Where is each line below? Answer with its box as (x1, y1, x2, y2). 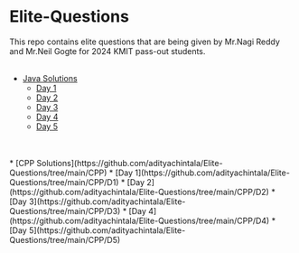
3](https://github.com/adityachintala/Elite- (28, 196, 186, 207)
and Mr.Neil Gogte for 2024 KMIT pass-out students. (9, 45, 206, 56)
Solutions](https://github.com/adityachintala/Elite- (36, 157, 223, 168)
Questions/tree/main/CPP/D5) (9, 234, 121, 245)
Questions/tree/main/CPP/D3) (9, 205, 121, 216)
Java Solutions (22, 72, 79, 83)
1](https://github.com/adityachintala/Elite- (135, 167, 291, 178)
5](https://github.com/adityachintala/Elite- (28, 224, 186, 236)
